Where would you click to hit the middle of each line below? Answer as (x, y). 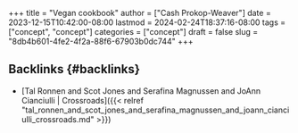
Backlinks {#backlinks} (74, 69)
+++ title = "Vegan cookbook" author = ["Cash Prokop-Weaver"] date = (140, 13)
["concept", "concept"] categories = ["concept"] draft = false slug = (133, 32)
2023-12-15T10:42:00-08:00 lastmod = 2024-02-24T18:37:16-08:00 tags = (147, 22)
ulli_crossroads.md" (58, 119)
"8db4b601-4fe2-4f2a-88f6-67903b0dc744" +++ (101, 41)
